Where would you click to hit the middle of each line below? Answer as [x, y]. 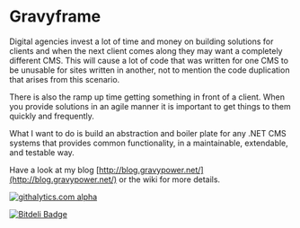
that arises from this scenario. [65, 79]
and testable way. [42, 152]
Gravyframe [55, 17]
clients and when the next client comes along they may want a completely [146, 50]
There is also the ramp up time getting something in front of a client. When [147, 97]
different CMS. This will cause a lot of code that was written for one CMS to [149, 60]
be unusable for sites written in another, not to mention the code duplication [150, 70]
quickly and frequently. [52, 116]
